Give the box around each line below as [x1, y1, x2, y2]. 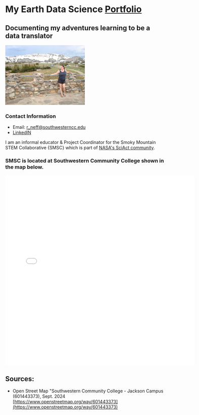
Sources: [5, 375, 34, 383]
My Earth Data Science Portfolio [5, 4, 142, 15]
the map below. [5, 164, 44, 171]
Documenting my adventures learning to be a [5, 24, 151, 32]
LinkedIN [12, 130, 31, 136]
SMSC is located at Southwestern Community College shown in [5, 158, 164, 165]
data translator [5, 31, 53, 40]
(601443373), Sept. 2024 [12, 393, 66, 399]
